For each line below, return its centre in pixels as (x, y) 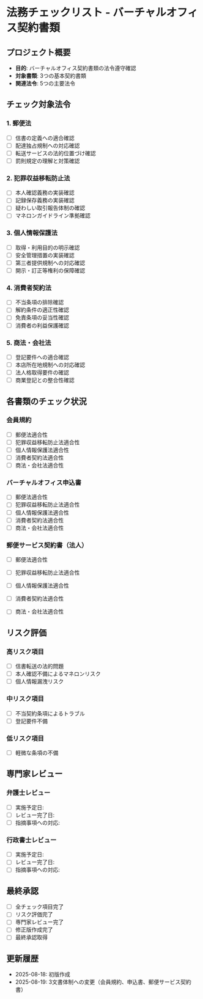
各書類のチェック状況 (46, 401)
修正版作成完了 (34, 930)
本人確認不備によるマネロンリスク (58, 674)
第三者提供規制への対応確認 (50, 263)
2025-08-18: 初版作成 (42, 975)
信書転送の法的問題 (39, 666)
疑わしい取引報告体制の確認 (50, 208)
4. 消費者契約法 (29, 288)
